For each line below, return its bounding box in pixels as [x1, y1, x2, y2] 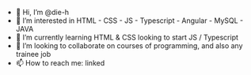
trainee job [15, 50, 51, 58]
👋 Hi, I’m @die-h [15, 8, 70, 17]
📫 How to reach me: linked [15, 58, 105, 67]
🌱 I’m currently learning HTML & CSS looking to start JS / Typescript [15, 32, 239, 42]
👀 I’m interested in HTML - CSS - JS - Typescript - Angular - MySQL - [15, 16, 244, 25]
